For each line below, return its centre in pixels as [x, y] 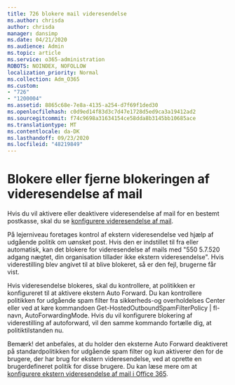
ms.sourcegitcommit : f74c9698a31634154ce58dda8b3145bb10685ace [102, 118]
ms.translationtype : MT [42, 125]
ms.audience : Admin [36, 46]
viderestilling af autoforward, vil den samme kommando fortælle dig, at [109, 323]
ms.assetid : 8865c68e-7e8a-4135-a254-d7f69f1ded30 [83, 105]
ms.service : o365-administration [56, 60]
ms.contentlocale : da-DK [43, 131]
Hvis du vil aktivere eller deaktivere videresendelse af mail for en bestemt [113, 214]
